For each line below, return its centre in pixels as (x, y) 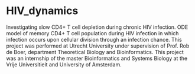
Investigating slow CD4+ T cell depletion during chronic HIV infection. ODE (97, 27)
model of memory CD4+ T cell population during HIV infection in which (92, 33)
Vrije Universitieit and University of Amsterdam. (64, 64)
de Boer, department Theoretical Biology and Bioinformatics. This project (95, 52)
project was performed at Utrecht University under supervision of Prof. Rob (98, 46)
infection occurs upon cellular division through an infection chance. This (94, 39)
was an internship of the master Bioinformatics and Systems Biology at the (97, 58)
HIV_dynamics (42, 11)
